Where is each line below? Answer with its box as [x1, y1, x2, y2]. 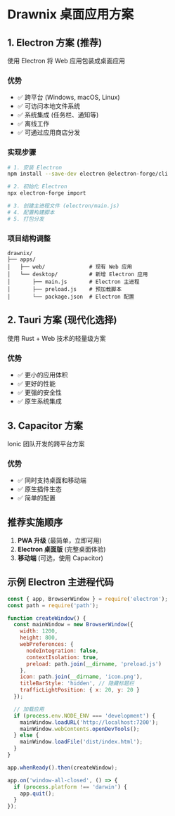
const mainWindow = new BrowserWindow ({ [13, 621, 134, 628]
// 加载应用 [13, 706, 44, 713]
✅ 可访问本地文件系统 [17, 102, 81, 110]
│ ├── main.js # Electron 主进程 [7, 278, 140, 285]
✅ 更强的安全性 [17, 388, 62, 397]
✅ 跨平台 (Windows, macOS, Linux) [17, 93, 120, 102]
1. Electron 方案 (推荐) [7, 37, 103, 48]
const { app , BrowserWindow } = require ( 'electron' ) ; [7, 595, 169, 602]
